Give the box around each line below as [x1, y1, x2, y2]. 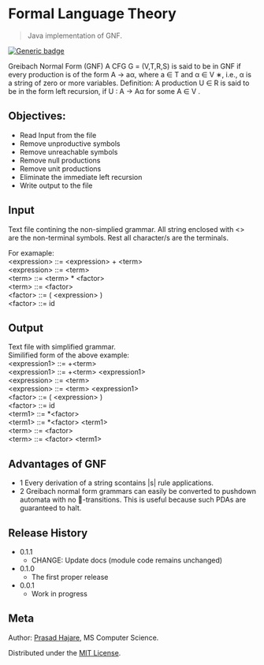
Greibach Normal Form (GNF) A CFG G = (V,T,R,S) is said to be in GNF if [8, 61, 242, 71]
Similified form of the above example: [8, 350, 130, 360]
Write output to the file [19, 181, 93, 190]
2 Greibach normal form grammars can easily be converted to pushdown [19, 487, 256, 496]
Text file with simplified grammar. [8, 342, 117, 352]
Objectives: [8, 110, 66, 123]
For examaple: [8, 248, 54, 257]
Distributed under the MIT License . [8, 648, 121, 657]
